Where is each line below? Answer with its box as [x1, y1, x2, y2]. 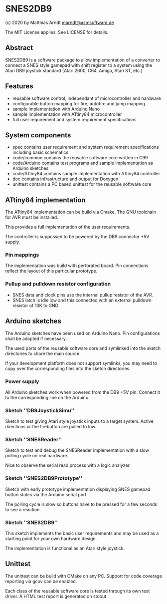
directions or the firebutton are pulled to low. [5, 424, 97, 430]
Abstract [5, 43, 33, 52]
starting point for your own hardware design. [5, 536, 97, 542]
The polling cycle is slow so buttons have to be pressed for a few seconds [5, 501, 158, 507]
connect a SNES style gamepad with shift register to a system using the [5, 62, 153, 68]
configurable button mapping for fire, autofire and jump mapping [12, 100, 146, 106]
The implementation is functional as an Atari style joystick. [5, 545, 125, 552]
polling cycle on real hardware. [5, 453, 69, 459]
